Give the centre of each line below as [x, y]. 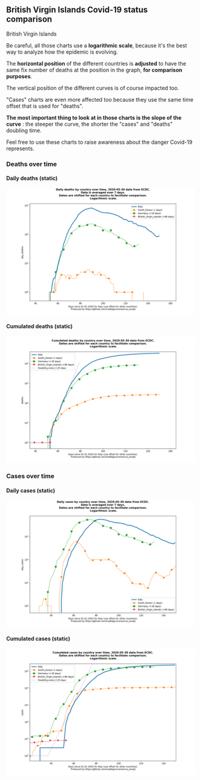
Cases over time [31, 476]
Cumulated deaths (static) [40, 327]
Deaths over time [32, 164]
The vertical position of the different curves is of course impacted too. [93, 88]
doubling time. [24, 130]
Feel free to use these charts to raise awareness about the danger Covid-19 [99, 142]
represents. [20, 148]
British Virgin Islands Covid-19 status [77, 10]
